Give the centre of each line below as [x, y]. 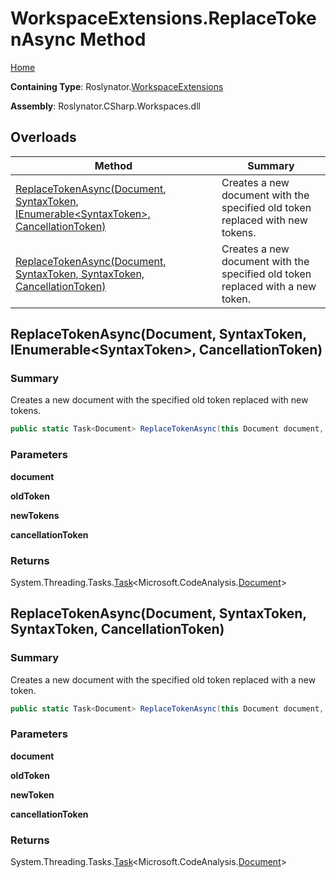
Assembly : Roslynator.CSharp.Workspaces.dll [105, 106]
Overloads [43, 137]
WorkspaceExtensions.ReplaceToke [163, 18]
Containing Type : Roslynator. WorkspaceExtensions [117, 86]
